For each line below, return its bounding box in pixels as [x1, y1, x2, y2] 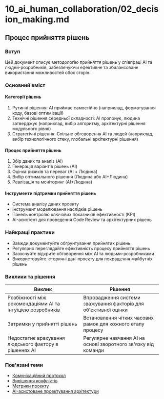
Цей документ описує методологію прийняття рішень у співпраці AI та [5, 59, 153, 65]
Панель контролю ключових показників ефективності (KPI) [12, 212, 136, 218]
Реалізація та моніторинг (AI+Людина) [12, 179, 93, 185]
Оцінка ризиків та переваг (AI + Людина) [12, 169, 98, 175]
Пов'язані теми [5, 361, 43, 368]
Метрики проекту [12, 383, 49, 389]
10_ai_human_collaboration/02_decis [5, 3, 159, 15]
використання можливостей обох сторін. [5, 70, 91, 75]
